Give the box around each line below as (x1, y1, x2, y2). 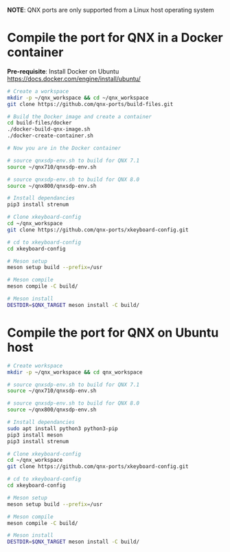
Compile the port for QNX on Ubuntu (7, 325, 219, 340)
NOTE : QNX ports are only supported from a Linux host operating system (7, 6, 214, 14)
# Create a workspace (7, 87, 69, 95)
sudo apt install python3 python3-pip (7, 425, 118, 432)
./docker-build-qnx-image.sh (7, 126, 91, 133)
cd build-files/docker (7, 120, 72, 127)
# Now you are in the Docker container (7, 145, 122, 152)
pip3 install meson (7, 432, 63, 438)
